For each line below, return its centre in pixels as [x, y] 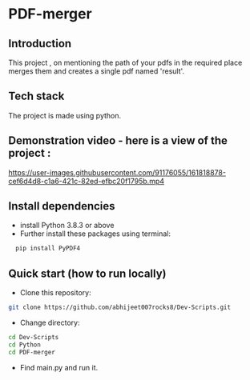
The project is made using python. [65, 115]
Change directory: [50, 322]
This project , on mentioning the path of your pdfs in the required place [125, 62]
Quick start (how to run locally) [87, 273]
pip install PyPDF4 [48, 249]
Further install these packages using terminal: [95, 234]
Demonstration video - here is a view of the [118, 141]
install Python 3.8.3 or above [67, 226]
